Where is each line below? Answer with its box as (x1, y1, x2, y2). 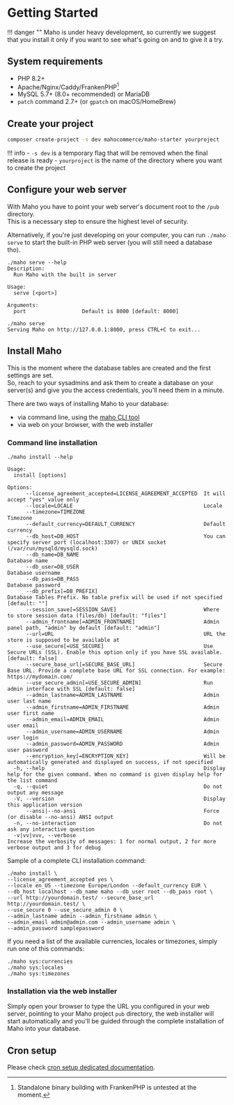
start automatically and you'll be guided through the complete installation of (7, 1017, 224, 1025)
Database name (7, 557, 49, 564)
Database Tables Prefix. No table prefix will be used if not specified (7, 594, 223, 601)
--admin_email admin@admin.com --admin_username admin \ (7, 919, 176, 926)
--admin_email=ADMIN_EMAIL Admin (25, 716, 219, 723)
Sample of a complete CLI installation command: (7, 857, 146, 865)
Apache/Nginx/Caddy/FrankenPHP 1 (17, 82, 120, 91)
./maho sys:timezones (7, 970, 70, 977)
